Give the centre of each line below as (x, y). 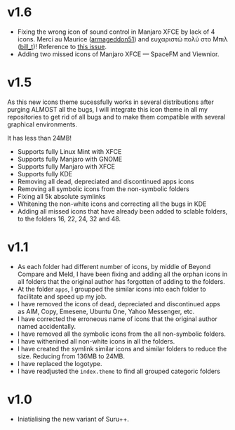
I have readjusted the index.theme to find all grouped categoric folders (119, 371)
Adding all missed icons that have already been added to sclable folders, (122, 211)
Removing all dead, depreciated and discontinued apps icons (106, 181)
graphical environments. (42, 124)
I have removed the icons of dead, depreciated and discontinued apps (119, 304)
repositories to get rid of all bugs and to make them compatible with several (116, 117)
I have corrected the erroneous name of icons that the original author (117, 319)
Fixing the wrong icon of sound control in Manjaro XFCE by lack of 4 (116, 32)
